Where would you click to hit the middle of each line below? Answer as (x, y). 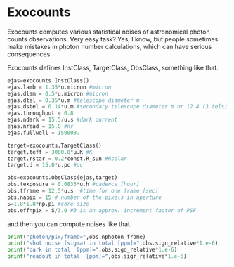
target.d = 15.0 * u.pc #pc (45, 165)
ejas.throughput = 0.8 (40, 113)
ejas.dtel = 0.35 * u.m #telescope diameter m (73, 100)
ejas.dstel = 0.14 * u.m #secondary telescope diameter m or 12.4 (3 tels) (118, 107)
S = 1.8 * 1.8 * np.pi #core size (48, 204)
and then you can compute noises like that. (70, 224)
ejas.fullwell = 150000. (44, 133)
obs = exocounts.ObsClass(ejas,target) (63, 178)
